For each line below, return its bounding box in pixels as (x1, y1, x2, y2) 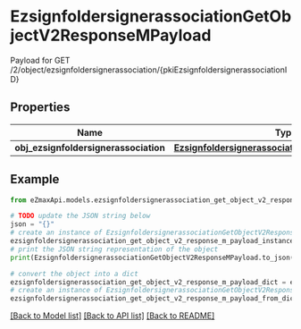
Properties (10, 100, 71, 115)
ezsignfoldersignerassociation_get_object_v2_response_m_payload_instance (10, 237, 295, 246)
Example (10, 172, 60, 187)
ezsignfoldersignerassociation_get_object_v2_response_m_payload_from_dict (10, 294, 298, 303)
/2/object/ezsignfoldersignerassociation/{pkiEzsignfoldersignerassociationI (10, 64, 288, 75)
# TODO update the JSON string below (10, 212, 151, 221)
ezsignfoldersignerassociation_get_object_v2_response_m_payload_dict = (10, 277, 287, 287)
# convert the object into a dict (10, 269, 139, 278)
